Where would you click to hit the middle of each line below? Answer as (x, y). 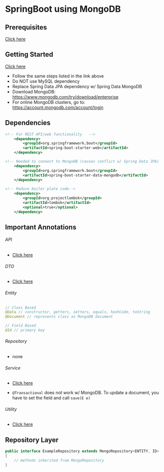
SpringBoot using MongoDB (63, 9)
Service (13, 368)
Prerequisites (26, 27)
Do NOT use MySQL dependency (46, 81)
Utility (11, 409)
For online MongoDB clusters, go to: (49, 102)
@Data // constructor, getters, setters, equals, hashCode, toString (78, 312)
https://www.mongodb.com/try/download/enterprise (65, 97)
